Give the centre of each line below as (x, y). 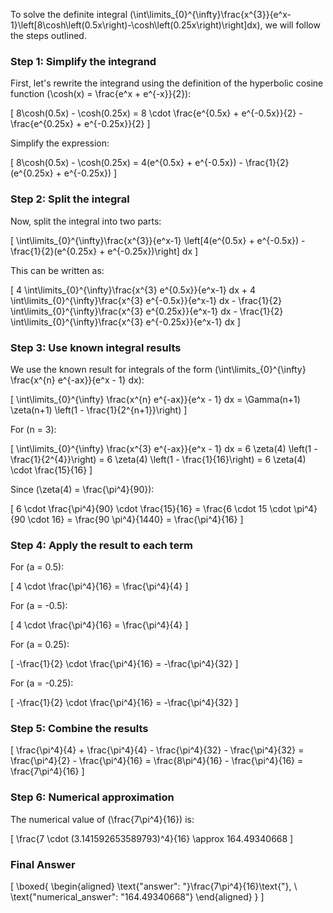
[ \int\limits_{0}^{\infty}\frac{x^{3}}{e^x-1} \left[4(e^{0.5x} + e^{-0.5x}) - (158, 240)
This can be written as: (57, 270)
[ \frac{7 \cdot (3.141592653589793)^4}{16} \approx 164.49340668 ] (152, 838)
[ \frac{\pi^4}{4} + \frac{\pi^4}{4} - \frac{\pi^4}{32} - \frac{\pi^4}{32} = (157, 750)
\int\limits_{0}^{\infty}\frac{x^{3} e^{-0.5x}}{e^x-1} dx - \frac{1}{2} (146, 300)
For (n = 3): (33, 429)
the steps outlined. (48, 35)
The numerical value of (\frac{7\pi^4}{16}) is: (102, 819)
